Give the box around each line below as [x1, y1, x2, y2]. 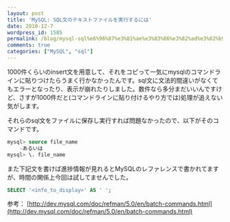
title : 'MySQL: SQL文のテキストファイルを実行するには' [7, 16, 152, 23]
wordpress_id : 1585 [7, 29, 63, 36]
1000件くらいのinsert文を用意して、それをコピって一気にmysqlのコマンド [7, 68, 215, 76]
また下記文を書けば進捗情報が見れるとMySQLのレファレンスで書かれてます [7, 165, 219, 173]
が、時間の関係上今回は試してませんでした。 [7, 173, 132, 181]
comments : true [7, 42, 51, 48]
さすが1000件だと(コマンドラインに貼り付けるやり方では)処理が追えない [18, 93, 223, 101]
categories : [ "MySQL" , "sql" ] [7, 48, 94, 55]
